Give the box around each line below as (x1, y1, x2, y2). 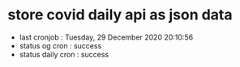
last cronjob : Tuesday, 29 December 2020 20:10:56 (19, 32, 194, 42)
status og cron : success (19, 40, 102, 50)
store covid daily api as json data (7, 6, 233, 24)
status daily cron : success (19, 49, 109, 59)
